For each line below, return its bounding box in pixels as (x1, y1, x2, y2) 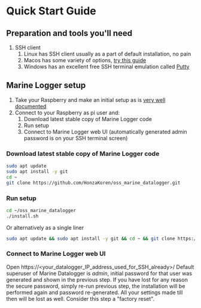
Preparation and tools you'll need (6, 28, 133, 38)
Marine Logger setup (6, 80, 86, 90)
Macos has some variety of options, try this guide (23, 57, 147, 64)
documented (14, 102, 47, 110)
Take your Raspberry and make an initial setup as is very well (14, 96, 166, 103)
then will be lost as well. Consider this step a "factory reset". (6, 295, 155, 302)
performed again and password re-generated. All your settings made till (6, 289, 183, 296)
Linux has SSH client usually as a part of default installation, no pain (23, 50, 191, 58)
